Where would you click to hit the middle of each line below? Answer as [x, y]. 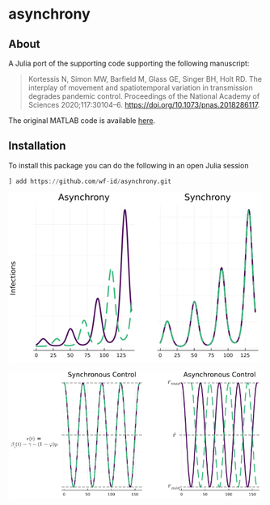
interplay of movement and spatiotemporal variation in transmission [140, 87]
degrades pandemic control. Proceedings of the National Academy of [144, 96]
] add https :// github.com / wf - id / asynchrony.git [90, 181]
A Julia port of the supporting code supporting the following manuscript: [129, 63]
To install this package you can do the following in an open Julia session [129, 165]
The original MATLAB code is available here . [82, 121]
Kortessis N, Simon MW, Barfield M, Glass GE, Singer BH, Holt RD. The [145, 79]
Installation [37, 146]
